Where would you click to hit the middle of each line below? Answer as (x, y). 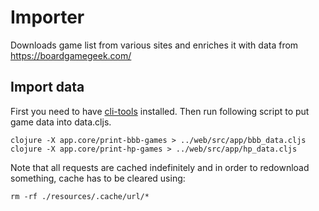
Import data (47, 87)
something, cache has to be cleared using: (98, 178)
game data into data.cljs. (61, 122)
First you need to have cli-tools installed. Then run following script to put (160, 111)
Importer (47, 17)
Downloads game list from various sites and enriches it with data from (154, 45)
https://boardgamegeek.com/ (71, 55)
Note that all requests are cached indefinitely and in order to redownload (160, 167)
